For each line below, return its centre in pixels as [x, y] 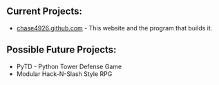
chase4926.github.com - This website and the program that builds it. [114, 28]
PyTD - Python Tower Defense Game [69, 66]
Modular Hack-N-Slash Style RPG [64, 74]
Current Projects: [44, 11]
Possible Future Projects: [61, 50]
